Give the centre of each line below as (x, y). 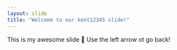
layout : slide (27, 13)
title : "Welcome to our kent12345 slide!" (68, 20)
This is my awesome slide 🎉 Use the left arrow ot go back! (89, 39)
